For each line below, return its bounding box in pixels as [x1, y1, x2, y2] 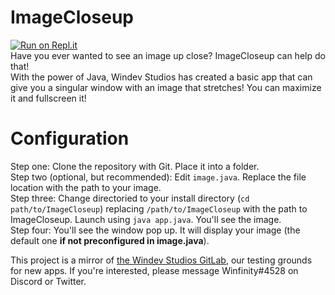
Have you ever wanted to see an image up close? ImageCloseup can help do [10, 49, 326, 61]
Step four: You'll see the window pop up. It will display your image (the [10, 224, 301, 236]
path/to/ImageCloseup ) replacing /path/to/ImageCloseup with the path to [10, 202, 308, 215]
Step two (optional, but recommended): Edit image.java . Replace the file [10, 171, 307, 183]
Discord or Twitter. [10, 275, 87, 287]
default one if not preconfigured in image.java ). [10, 234, 210, 246]
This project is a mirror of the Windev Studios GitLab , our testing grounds [10, 254, 313, 266]
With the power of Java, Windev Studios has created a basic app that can [10, 71, 313, 83]
